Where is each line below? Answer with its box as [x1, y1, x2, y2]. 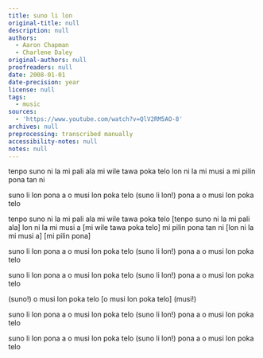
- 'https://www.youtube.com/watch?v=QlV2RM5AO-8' [15, 115, 183, 123]
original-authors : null [8, 56, 87, 64]
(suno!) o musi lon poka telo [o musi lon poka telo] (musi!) [8, 294, 197, 304]
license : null [8, 85, 56, 94]
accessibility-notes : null [8, 137, 98, 146]
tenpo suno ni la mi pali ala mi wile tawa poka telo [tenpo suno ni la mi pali [8, 214, 250, 224]
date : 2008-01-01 [8, 71, 66, 79]
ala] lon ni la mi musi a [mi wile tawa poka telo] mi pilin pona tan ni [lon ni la [8, 223, 254, 232]
